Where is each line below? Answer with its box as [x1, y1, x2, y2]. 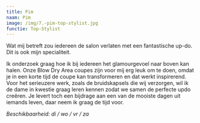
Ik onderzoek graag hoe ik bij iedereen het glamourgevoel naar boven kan [6, 60, 190, 68]
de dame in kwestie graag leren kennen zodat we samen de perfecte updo [6, 86, 191, 93]
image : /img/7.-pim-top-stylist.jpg [6, 20, 98, 26]
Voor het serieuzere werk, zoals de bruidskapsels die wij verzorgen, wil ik [6, 80, 189, 87]
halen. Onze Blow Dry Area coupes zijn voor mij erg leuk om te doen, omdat [6, 67, 195, 74]
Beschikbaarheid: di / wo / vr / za [6, 110, 89, 118]
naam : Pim [6, 14, 31, 20]
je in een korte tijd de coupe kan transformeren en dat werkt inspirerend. [6, 73, 187, 80]
